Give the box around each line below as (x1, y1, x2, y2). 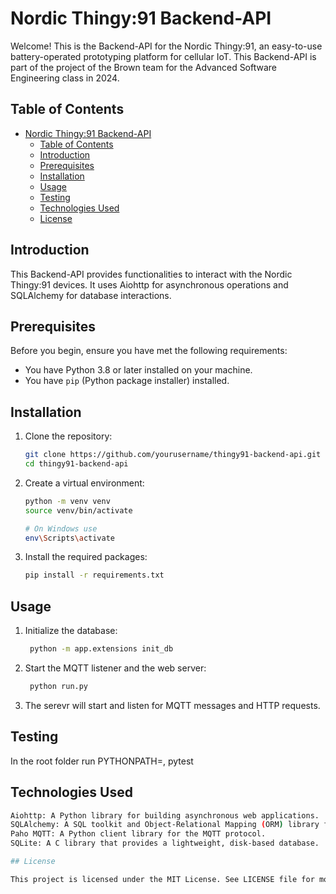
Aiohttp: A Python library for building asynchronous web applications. (10, 810, 320, 821)
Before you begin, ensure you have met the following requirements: (10, 345, 288, 357)
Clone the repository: (24, 430, 113, 442)
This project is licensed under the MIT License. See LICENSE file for (10, 874, 315, 884)
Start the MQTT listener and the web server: (24, 662, 207, 674)
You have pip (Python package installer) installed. (24, 375, 230, 387)
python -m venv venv (24, 496, 111, 506)
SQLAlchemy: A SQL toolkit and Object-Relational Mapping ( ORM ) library (10, 820, 320, 830)
